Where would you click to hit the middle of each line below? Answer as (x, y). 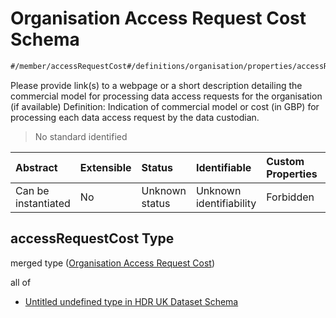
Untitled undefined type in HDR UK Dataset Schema (131, 301)
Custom (285, 161)
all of (21, 282)
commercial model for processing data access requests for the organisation (166, 96)
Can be (32, 190)
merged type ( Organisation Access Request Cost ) (113, 263)
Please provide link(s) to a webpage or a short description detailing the (156, 85)
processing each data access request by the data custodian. (135, 117)
